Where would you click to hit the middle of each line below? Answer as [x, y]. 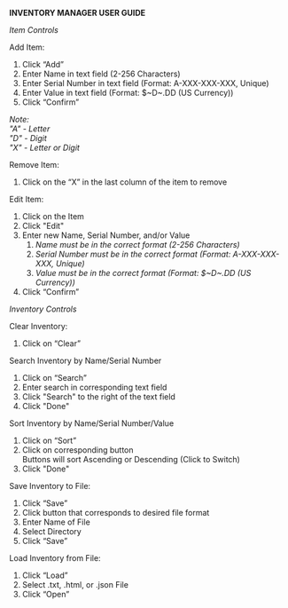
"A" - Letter [30, 129]
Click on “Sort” [49, 440]
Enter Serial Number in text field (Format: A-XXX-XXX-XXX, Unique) [145, 83]
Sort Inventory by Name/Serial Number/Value [92, 423]
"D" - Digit [28, 138]
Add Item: [27, 47]
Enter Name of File [56, 522]
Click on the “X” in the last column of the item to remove [125, 182]
